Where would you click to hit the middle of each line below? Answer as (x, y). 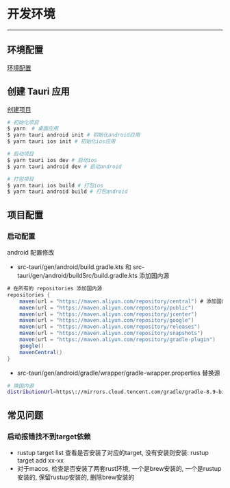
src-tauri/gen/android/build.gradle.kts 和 (74, 267)
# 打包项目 (21, 179)
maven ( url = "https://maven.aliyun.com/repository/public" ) (107, 307)
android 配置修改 (31, 252)
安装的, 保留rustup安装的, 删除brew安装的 (76, 477)
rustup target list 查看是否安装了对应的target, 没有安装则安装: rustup (113, 452)
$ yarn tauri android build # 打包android (67, 192)
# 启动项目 (21, 154)
